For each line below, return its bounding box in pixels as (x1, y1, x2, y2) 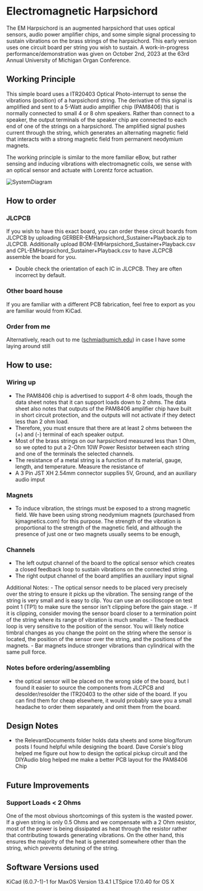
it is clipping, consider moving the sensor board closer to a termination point (6, 610, 197, 617)
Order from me (6, 322, 50, 331)
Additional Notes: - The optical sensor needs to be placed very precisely (6, 584, 188, 591)
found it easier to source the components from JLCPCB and (15, 684, 165, 691)
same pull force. (6, 648, 47, 656)
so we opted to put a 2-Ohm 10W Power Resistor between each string (15, 443, 190, 451)
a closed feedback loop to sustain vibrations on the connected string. (15, 566, 189, 573)
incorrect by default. (15, 272, 67, 279)
